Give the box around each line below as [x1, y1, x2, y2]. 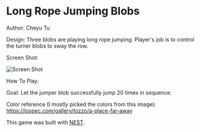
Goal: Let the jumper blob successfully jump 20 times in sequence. [6, 89, 172, 96]
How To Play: [6, 77, 39, 84]
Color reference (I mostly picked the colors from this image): [6, 101, 157, 108]
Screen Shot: [6, 54, 39, 61]
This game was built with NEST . [6, 119, 85, 126]
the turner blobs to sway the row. [6, 42, 89, 49]
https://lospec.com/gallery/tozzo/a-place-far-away [6, 107, 133, 114]
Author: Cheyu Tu [6, 24, 50, 31]
